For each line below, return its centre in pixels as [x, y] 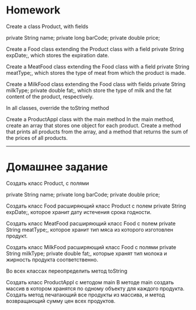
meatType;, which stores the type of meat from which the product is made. [96, 73]
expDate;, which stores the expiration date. [58, 55]
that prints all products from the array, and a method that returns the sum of [97, 132]
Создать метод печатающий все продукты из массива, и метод [85, 294]
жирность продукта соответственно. [52, 259]
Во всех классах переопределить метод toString [66, 271]
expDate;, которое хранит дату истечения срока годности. [79, 212]
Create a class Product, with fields [47, 26]
